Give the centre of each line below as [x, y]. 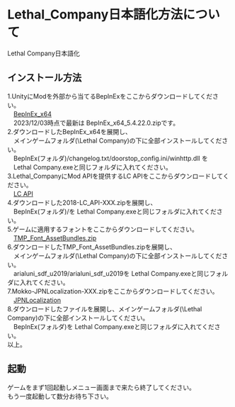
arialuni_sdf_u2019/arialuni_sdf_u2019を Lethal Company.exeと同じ [111, 273]
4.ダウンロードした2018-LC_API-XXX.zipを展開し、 [82, 202]
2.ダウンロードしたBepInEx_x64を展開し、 [70, 131]
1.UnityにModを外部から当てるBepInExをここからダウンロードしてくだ [110, 96]
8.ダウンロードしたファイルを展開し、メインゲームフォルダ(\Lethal [105, 308]
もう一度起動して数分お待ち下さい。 [60, 396]
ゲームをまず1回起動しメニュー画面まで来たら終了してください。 [102, 387]
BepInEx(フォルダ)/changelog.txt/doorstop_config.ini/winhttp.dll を [111, 158]
